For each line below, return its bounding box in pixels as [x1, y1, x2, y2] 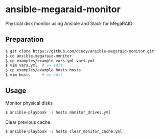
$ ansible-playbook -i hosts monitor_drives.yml [5, 109, 111, 115]
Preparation [5, 35, 44, 44]
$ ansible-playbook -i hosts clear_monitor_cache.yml [5, 129, 123, 134]
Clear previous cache [5, 119, 51, 125]
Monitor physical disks [5, 100, 53, 106]
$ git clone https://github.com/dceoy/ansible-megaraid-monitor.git [5, 48, 154, 54]
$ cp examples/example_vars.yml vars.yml [5, 58, 95, 63]
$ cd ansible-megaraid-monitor [5, 53, 72, 59]
